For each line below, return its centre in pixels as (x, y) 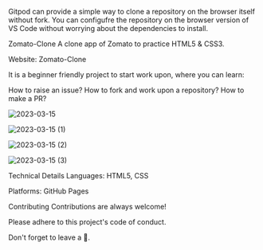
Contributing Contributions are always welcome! (88, 207)
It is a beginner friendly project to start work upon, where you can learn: (126, 74)
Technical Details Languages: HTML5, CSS (79, 176)
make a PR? (27, 98)
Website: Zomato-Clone (47, 59)
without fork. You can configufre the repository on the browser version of (129, 20)
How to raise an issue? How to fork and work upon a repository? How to (126, 90)
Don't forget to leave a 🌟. (49, 237)
